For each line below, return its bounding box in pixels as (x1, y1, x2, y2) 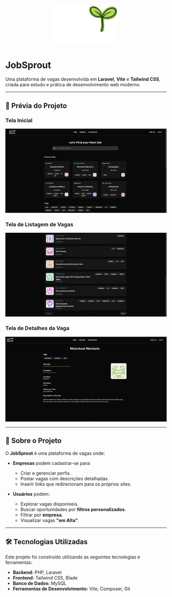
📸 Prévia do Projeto (5, 101, 68, 110)
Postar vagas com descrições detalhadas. (20, 475, 109, 481)
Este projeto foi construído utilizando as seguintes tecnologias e (5, 554, 141, 560)
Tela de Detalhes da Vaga (5, 325, 70, 332)
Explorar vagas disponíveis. (20, 500, 79, 507)
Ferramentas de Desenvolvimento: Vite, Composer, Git (12, 585, 131, 592)
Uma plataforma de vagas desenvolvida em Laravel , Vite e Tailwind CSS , (5, 76, 161, 82)
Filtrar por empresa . (20, 512, 63, 518)
